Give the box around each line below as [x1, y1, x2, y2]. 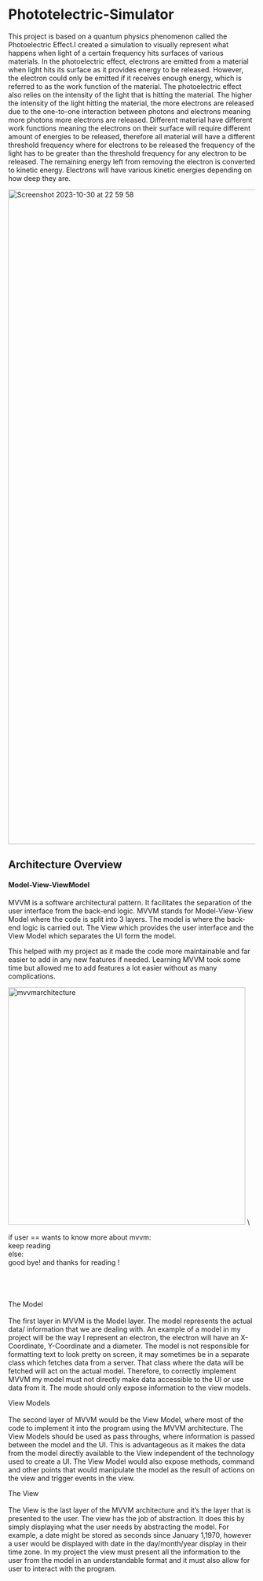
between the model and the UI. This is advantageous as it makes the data [8, 1439, 246, 1449]
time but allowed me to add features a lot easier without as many [8, 963, 217, 972]
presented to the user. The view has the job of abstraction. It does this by [8, 1513, 245, 1523]
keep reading [8, 1240, 51, 1250]
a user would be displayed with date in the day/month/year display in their [8, 1539, 247, 1548]
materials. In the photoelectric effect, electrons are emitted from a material [8, 57, 249, 66]
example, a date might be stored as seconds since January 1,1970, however [8, 1530, 252, 1539]
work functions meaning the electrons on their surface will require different [8, 123, 251, 133]
